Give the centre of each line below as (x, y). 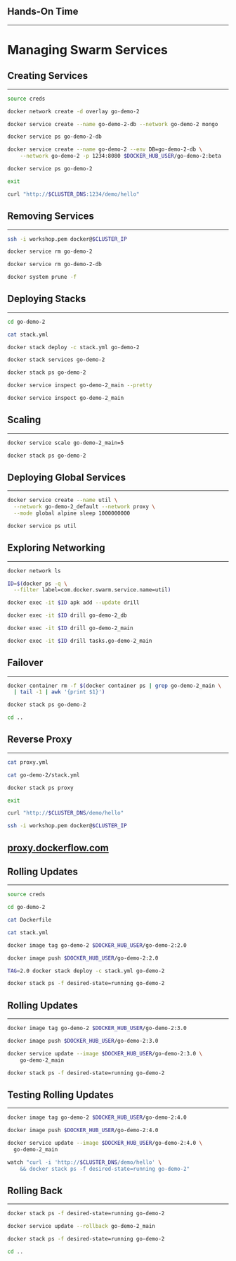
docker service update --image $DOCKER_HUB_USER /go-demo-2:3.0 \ (105, 1053)
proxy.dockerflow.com (58, 848)
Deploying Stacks (47, 299)
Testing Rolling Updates (60, 1094)
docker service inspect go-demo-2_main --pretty (80, 385)
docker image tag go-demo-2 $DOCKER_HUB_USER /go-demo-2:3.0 (97, 1028)
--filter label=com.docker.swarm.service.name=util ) (92, 590)
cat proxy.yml (28, 762)
